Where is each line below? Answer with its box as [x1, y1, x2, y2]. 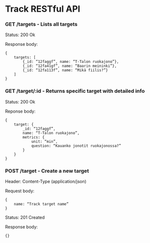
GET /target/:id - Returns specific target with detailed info [5, 88, 145, 95]
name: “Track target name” [14, 202, 69, 207]
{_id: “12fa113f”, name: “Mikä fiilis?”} [22, 68, 108, 73]
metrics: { [22, 135, 45, 140]
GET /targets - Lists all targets [5, 21, 78, 28]
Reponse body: [5, 108, 36, 114]
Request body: [5, 188, 35, 194]
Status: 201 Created [5, 215, 45, 221]
